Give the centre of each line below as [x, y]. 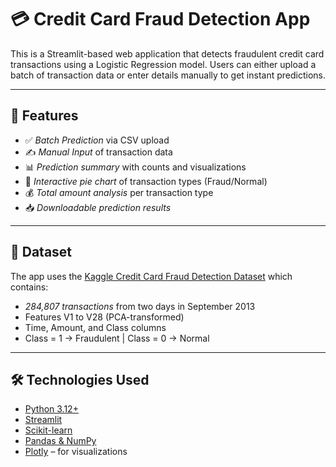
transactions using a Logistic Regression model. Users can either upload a [163, 64]
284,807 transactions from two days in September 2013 [140, 306]
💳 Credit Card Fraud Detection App [160, 19]
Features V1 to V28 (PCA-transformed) [104, 317]
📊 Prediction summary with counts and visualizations [135, 167]
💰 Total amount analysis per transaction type [119, 192]
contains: [29, 287]
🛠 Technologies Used [80, 379]
